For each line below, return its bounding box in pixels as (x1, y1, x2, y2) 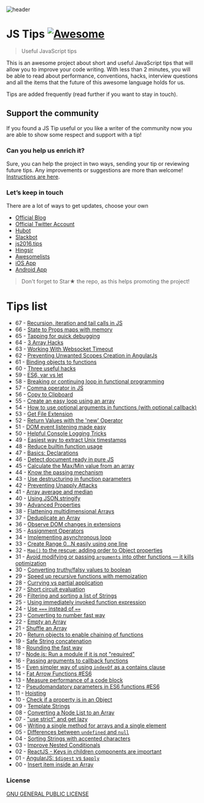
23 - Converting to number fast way (15, 612, 105, 619)
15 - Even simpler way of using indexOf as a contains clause (15, 664, 166, 671)
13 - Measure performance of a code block (15, 676, 123, 684)
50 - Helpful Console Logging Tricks (15, 430, 107, 437)
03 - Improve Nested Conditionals (15, 741, 100, 749)
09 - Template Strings (15, 703, 70, 710)
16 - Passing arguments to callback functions (15, 657, 128, 664)
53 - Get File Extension (15, 410, 73, 418)
